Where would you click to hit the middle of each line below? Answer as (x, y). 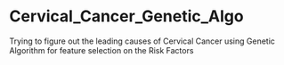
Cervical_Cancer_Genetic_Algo (126, 16)
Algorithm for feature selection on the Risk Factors (101, 50)
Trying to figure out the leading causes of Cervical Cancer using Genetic (142, 41)
